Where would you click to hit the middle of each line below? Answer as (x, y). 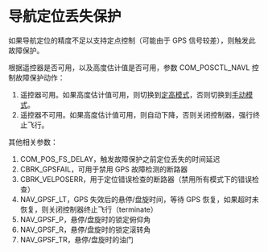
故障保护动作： (40, 77)
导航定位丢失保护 (65, 17)
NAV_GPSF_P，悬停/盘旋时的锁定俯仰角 (85, 219)
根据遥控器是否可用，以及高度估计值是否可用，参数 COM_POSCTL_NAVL (129, 67)
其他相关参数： (33, 142)
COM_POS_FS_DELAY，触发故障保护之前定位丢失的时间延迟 (120, 159)
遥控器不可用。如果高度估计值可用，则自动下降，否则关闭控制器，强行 (136, 114)
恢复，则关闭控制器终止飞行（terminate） (89, 209)
